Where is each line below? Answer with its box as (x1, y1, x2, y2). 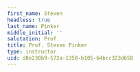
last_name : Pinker (7, 23, 60, 29)
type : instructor (7, 49, 57, 56)
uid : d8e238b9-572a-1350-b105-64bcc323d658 (7, 55, 134, 62)
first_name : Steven (7, 10, 63, 17)
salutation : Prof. (7, 36, 60, 43)
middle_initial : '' (7, 29, 63, 36)
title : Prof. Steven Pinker (7, 42, 88, 49)
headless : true (7, 16, 51, 23)
